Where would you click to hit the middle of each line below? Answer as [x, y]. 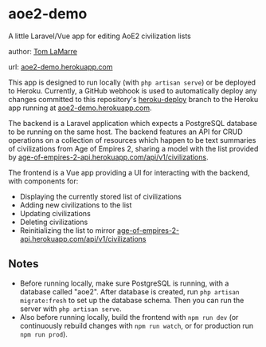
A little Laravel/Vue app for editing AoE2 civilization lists [100, 36]
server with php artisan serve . [70, 309]
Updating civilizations [55, 213]
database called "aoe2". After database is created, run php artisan [129, 291]
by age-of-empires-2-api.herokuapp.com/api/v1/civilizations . [108, 157]
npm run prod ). [43, 334]
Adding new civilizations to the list [76, 205]
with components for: [43, 181]
